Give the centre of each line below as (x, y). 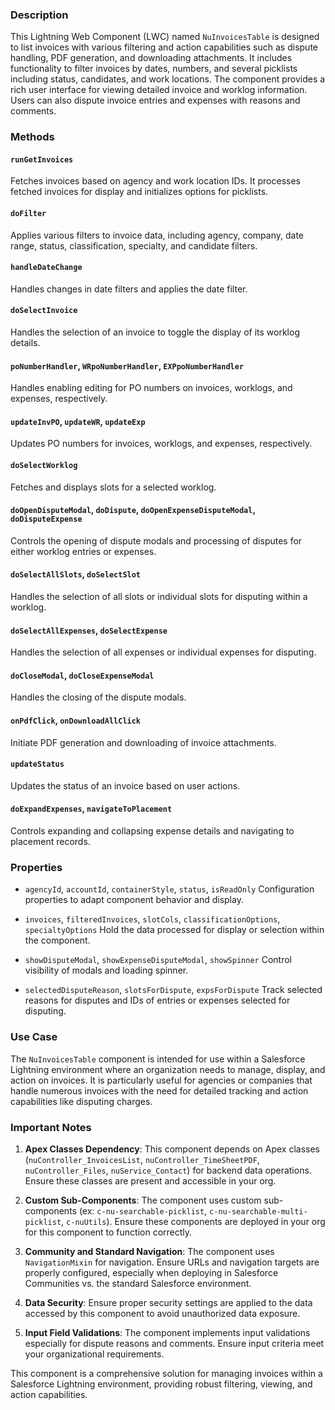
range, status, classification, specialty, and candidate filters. (134, 245)
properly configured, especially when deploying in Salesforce (151, 1272)
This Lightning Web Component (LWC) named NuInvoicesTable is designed (165, 37)
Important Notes (51, 1127)
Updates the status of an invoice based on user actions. (125, 785)
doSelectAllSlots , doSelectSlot (76, 574)
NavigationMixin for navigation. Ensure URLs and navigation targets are (172, 1262)
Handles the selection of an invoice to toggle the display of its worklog (155, 332)
